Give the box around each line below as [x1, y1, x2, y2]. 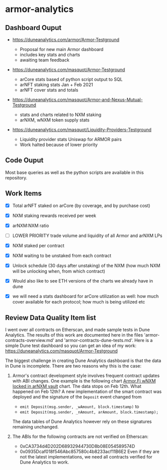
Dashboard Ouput [5, 23, 62, 32]
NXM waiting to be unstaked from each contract [12, 252, 112, 258]
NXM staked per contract [12, 242, 65, 248]
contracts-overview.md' [5, 337, 54, 343]
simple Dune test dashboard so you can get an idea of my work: [5, 342, 137, 348]
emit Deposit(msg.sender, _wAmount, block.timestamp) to [19, 403, 140, 409]
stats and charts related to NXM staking [19, 111, 102, 117]
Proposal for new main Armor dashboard [19, 46, 104, 52]
